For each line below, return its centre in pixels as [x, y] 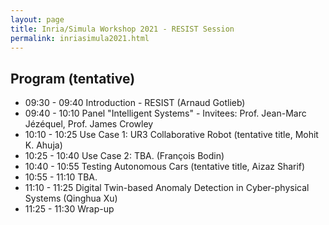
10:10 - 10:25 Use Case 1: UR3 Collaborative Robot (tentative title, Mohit [171, 135]
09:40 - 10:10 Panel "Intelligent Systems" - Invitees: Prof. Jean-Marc [165, 113]
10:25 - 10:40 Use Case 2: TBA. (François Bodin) [124, 156]
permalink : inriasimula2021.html [80, 38]
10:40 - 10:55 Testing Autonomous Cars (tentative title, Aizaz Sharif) [165, 167]
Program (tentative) [73, 78]
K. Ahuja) [43, 145]
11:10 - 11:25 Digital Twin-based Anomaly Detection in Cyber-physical [167, 188]
